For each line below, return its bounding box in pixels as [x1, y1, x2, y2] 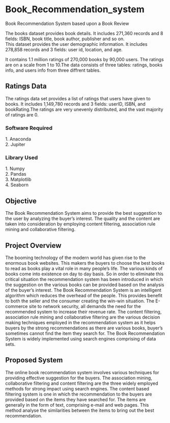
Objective [5, 196, 37, 205]
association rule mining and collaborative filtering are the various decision [5, 314, 160, 320]
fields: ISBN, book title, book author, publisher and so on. [5, 36, 125, 42]
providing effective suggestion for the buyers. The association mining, [5, 375, 153, 381]
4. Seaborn [5, 182, 29, 188]
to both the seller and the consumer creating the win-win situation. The [5, 298, 154, 304]
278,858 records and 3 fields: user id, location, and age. [5, 46, 123, 52]
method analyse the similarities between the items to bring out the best [5, 407, 154, 413]
